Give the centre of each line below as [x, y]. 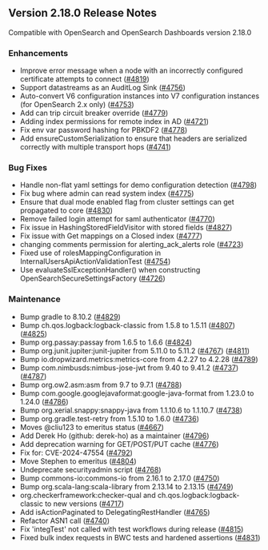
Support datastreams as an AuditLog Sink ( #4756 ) [103, 88]
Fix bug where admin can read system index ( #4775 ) [107, 193]
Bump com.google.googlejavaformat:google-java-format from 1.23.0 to [137, 393]
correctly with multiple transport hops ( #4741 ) [96, 147]
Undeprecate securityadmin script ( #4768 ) [90, 469]
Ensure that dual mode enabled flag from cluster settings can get [127, 202]
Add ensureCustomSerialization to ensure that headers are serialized [133, 138]
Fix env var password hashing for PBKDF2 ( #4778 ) [104, 130]
